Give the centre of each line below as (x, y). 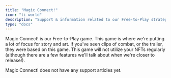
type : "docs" (19, 24)
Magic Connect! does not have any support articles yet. (64, 70)
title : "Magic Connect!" (32, 10)
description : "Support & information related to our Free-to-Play (77, 19)
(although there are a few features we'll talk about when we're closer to (80, 55)
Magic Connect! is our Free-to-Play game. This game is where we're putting (85, 39)
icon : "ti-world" (24, 15)
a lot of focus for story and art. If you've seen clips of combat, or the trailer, (84, 44)
